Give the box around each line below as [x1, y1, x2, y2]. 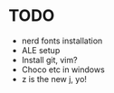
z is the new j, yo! [21, 73, 88, 84]
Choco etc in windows [21, 64, 105, 75]
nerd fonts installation [21, 35, 103, 46]
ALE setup [21, 44, 61, 55]
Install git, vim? [21, 54, 78, 65]
